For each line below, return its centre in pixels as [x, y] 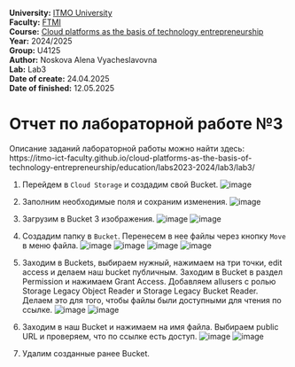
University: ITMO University [61, 13]
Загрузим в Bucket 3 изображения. [88, 219]
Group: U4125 [35, 51]
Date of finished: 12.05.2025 [62, 88]
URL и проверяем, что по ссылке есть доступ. [109, 336]
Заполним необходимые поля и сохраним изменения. [125, 201]
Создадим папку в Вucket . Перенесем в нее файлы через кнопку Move [154, 236]
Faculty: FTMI [35, 22]
